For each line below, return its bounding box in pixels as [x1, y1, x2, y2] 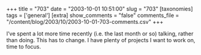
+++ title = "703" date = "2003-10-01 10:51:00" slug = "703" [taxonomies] [6, 5, 193, 12]
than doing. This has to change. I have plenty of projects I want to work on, [6, 37, 195, 43]
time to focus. [6, 43, 41, 50]
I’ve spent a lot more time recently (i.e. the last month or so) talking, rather [6, 30, 194, 37]
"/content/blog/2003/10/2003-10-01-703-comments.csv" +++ [6, 18, 164, 25]
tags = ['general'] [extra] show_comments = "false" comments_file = [6, 12, 180, 19]
